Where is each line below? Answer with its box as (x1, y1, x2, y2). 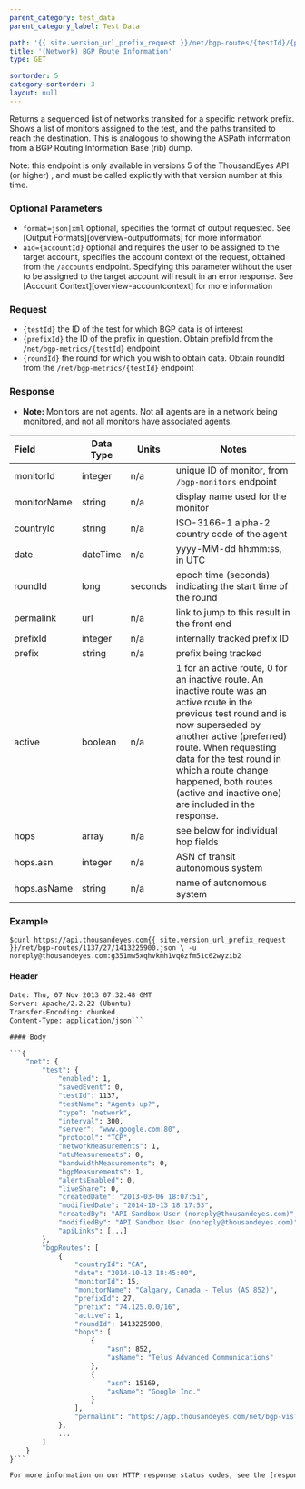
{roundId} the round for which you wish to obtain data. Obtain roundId (22, 353, 286, 364)
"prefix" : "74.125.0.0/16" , (74, 1302, 181, 1312)
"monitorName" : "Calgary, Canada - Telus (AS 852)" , (74, 1285, 279, 1295)
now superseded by (175, 718, 261, 731)
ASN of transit (175, 850, 236, 863)
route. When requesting (175, 741, 277, 754)
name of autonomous (175, 876, 268, 889)
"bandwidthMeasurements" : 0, (57, 1158, 169, 1168)
